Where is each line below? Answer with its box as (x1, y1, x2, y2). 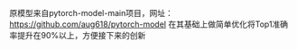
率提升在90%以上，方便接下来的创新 (9, 30, 146, 40)
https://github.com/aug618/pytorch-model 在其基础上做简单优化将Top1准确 (9, 19, 289, 29)
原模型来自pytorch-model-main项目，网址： (9, 8, 173, 18)
